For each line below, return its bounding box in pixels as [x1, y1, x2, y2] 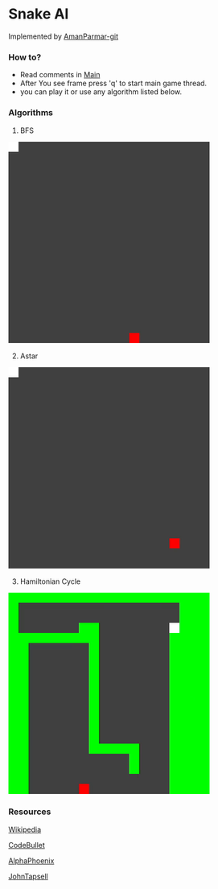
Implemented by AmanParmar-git [8, 31, 119, 41]
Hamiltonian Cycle [19, 577, 81, 586]
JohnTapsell [8, 871, 48, 881]
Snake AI [8, 5, 69, 23]
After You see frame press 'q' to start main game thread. [19, 78, 208, 89]
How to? [8, 52, 42, 63]
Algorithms [8, 107, 54, 118]
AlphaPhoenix [8, 855, 55, 866]
